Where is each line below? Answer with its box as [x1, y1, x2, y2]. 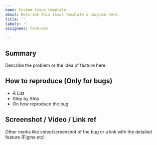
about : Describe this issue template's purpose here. [5, 12, 120, 17]
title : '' [5, 17, 26, 22]
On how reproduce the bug [12, 101, 69, 107]
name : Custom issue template [5, 7, 66, 13]
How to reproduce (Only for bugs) [5, 77, 113, 85]
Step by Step [12, 95, 40, 101]
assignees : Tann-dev [5, 26, 49, 31]
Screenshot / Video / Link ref [5, 115, 97, 124]
